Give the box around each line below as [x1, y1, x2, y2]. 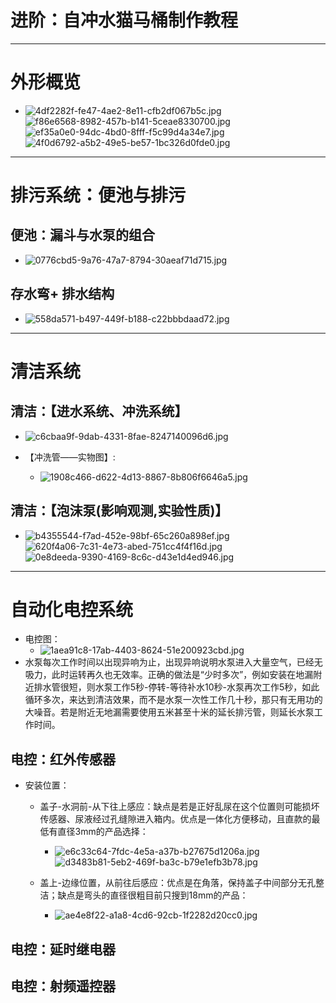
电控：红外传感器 [10, 751, 116, 768]
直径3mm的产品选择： [57, 826, 149, 838]
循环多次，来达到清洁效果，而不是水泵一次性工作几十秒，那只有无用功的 [24, 694, 323, 706]
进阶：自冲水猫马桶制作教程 [10, 9, 239, 32]
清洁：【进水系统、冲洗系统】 [10, 403, 188, 420]
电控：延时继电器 [10, 941, 116, 958]
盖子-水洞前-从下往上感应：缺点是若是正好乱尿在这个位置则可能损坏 [39, 801, 320, 813]
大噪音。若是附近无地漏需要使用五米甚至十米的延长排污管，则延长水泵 [24, 706, 315, 718]
